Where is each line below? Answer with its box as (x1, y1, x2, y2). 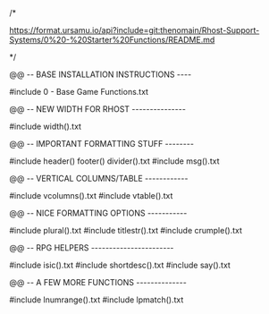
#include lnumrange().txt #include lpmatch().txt (9, 294, 184, 305)
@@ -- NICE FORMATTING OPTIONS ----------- (9, 208, 188, 218)
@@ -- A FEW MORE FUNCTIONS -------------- (9, 277, 188, 287)
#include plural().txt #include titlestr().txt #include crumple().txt (9, 225, 243, 235)
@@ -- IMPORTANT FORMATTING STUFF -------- (9, 139, 195, 149)
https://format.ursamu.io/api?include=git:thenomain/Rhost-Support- (9, 25, 260, 35)
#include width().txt (9, 121, 82, 132)
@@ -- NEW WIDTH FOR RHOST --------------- (9, 104, 186, 115)
